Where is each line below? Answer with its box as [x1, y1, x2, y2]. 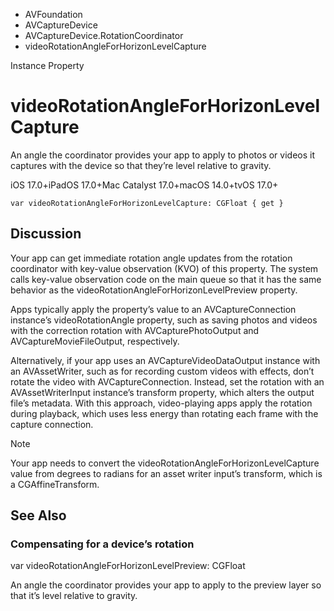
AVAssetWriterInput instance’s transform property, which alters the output [10, 386, 315, 398]
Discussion [10, 225, 82, 243]
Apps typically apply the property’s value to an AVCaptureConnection [10, 303, 297, 315]
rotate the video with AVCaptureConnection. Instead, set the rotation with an [10, 375, 325, 388]
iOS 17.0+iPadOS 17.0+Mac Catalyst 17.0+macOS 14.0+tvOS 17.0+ [10, 179, 279, 191]
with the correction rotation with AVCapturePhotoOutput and [10, 324, 260, 336]
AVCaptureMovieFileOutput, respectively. [10, 335, 180, 347]
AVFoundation [24, 9, 83, 20]
